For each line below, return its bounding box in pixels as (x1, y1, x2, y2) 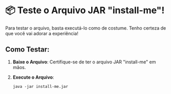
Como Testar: (5, 45, 50, 54)
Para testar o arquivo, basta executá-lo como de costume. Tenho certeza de (5, 25, 166, 31)
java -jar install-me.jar (12, 84, 68, 89)
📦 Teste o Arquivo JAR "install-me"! (5, 5, 165, 16)
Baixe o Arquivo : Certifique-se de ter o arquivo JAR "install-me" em (12, 59, 156, 65)
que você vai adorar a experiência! (5, 30, 78, 36)
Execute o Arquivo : (12, 74, 54, 80)
